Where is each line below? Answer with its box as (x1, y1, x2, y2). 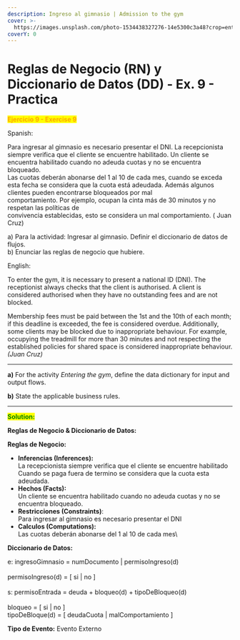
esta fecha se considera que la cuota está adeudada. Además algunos (7, 181, 214, 189)
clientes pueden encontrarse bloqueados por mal (7, 189, 153, 197)
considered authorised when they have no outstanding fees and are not (7, 291, 218, 299)
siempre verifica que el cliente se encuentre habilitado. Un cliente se (7, 151, 209, 159)
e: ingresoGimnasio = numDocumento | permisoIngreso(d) (7, 558, 179, 566)
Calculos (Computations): (17, 522, 96, 531)
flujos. (7, 240, 26, 249)
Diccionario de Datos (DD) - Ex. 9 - (7, 76, 215, 93)
